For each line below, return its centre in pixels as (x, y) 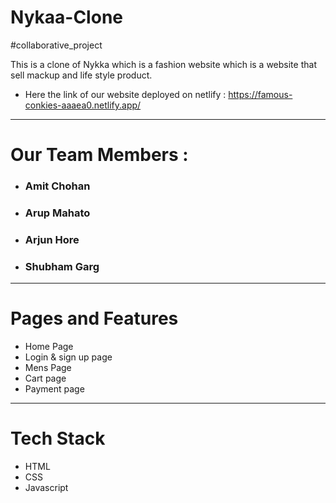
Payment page (54, 389)
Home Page (49, 347)
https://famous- (260, 94)
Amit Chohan (57, 186)
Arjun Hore (52, 239)
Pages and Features (94, 318)
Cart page (45, 378)
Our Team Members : (99, 155)
